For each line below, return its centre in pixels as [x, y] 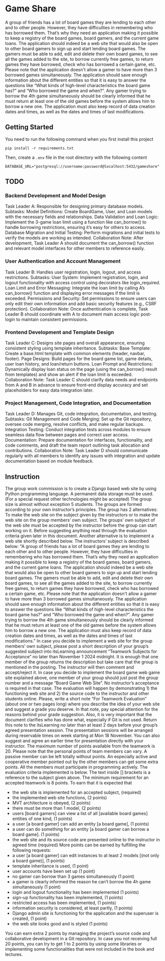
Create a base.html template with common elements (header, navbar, [75, 354]
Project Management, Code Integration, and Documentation [78, 403]
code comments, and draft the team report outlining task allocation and [77, 445]
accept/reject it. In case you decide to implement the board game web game [82, 673]
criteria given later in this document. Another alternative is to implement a [80, 536]
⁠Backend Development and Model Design [55, 196]
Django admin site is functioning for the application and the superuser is [85, 914]
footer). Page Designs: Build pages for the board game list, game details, [79, 359]
